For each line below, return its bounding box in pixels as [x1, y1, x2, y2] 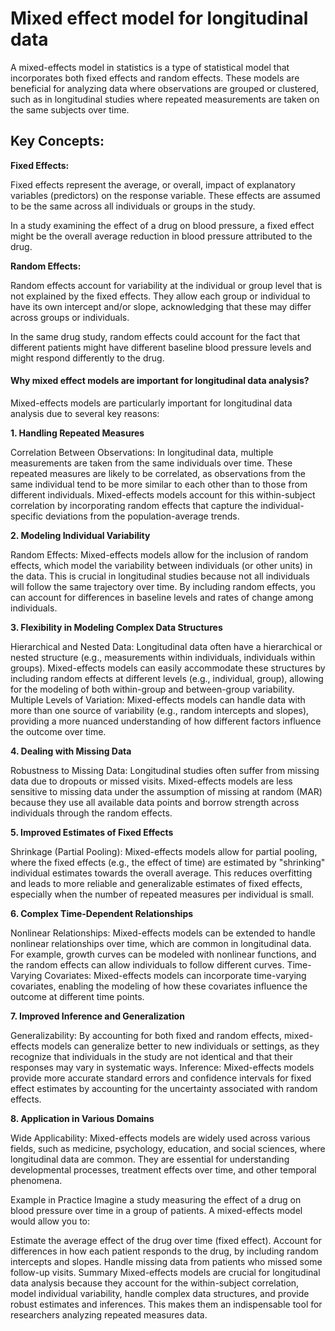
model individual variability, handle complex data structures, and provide [10, 1287, 310, 1299]
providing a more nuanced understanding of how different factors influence [10, 715, 322, 727]
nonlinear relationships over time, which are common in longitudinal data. [10, 937, 312, 949]
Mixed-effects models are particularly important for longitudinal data [10, 397, 293, 409]
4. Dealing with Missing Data [10, 745, 132, 757]
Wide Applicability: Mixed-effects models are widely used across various [10, 1132, 311, 1144]
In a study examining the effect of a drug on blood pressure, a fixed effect [10, 219, 315, 231]
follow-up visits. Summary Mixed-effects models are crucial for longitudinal [10, 1266, 321, 1278]
